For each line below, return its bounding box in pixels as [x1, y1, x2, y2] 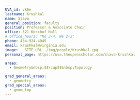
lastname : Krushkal [5, 12, 45, 16]
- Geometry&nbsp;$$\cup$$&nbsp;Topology [9, 65, 92, 70]
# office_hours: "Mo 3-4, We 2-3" [5, 34, 75, 39]
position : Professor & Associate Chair [5, 25, 86, 30]
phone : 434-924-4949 [5, 39, 47, 43]
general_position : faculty [5, 20, 60, 26]
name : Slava [5, 16, 29, 21]
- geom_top [9, 87, 31, 92]
